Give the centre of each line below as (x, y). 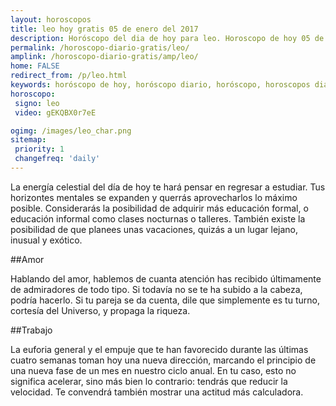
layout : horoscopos (51, 19)
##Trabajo (31, 330)
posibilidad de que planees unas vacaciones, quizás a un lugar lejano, (154, 229)
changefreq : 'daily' (57, 159)
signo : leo (37, 103)
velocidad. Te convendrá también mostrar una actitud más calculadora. (157, 392)
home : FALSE (35, 66)
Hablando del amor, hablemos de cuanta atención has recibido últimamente (166, 278)
